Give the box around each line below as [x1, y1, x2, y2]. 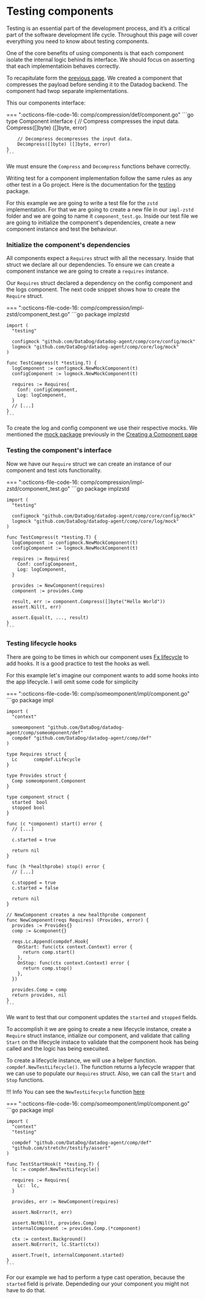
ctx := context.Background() [12, 1236, 86, 1242]
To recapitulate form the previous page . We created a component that [6, 74, 182, 81]
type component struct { [6, 794, 70, 800]
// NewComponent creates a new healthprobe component [6, 912, 147, 918]
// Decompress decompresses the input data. [17, 136, 133, 142]
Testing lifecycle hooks [6, 639, 77, 648]
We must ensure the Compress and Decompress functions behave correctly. [6, 162, 191, 169]
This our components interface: [6, 99, 86, 106]
